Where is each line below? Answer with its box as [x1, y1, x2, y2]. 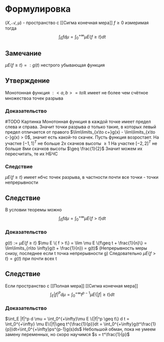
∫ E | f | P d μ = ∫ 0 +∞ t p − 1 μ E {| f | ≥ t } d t [49, 290, 115, 298]
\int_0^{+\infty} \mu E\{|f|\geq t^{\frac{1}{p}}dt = [5, 321, 103, 327]
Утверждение [5, 76, 50, 85]
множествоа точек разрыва [5, 95, 64, 101]
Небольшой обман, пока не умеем [83, 326, 156, 332]
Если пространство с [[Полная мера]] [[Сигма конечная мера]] [5, 283, 139, 288]
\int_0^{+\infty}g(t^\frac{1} [103, 321, 156, 327]
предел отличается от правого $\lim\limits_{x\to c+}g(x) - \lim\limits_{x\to [5, 129, 156, 135]
